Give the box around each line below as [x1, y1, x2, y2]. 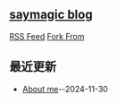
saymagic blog [9, 7, 93, 22]
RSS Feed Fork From [9, 30, 85, 41]
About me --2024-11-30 [21, 83, 109, 94]
